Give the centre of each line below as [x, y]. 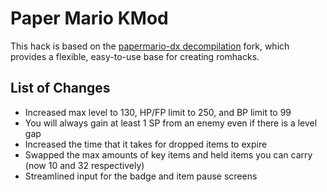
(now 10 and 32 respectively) [84, 165]
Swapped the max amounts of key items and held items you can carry [168, 154]
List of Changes [60, 88]
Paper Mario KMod [89, 18]
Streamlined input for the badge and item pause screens [141, 176]
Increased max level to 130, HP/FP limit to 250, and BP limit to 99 [158, 112]
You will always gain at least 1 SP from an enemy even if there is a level [171, 123]
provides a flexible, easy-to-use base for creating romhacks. [135, 56]
